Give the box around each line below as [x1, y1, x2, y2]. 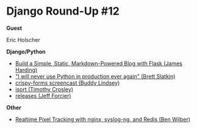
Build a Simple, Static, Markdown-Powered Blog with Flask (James [15, 60, 183, 67]
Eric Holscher [6, 36, 41, 43]
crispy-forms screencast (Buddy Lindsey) [15, 79, 120, 86]
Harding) [15, 66, 38, 74]
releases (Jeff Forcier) [15, 92, 71, 99]
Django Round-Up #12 [6, 4, 120, 18]
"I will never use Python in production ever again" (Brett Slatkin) [15, 72, 176, 80]
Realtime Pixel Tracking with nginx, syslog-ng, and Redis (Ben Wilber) [15, 116, 191, 123]
